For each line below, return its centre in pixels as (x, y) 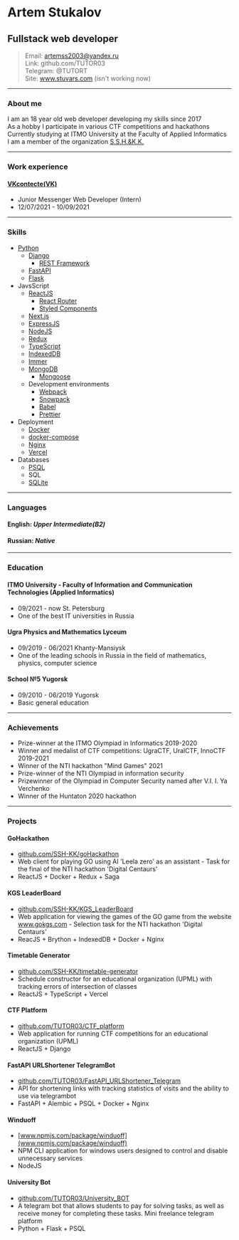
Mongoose (55, 376)
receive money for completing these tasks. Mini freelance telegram (116, 1213)
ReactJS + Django (44, 1049)
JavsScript (33, 285)
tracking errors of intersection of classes (77, 986)
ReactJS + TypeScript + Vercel (63, 994)
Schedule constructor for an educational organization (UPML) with (115, 979)
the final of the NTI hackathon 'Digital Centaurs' (87, 869)
